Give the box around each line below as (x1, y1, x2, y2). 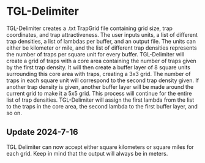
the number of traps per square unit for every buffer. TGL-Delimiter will (6, 50, 185, 58)
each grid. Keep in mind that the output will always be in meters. (6, 150, 168, 157)
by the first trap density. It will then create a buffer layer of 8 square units (6, 63, 191, 71)
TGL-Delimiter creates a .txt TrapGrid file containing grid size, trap (6, 25, 173, 32)
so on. (6, 109, 23, 116)
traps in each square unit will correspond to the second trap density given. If (6, 77, 199, 84)
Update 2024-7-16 (6, 127, 78, 137)
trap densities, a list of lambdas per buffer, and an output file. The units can (6, 37, 196, 45)
